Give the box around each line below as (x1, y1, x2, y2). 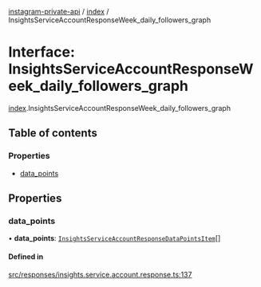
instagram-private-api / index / (8, 7, 109, 16)
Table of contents (8, 127, 97, 140)
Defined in (8, 251, 44, 261)
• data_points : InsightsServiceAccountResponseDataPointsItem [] (8, 234, 221, 243)
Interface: (8, 43, 76, 61)
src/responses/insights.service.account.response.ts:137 (8, 269, 192, 279)
